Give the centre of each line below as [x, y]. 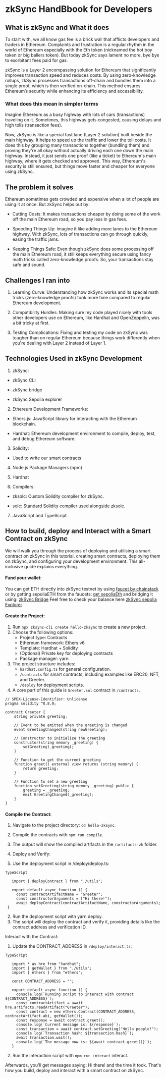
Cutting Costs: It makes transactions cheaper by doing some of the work [86, 214]
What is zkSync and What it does [57, 27]
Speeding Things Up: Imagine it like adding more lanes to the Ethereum [85, 229]
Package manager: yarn [44, 658]
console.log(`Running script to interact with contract [75, 994]
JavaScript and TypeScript [39, 515]
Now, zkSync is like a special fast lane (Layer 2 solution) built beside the [79, 135]
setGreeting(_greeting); [49, 747]
